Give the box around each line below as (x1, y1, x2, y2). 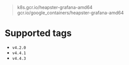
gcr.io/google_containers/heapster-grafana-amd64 (17, 10, 124, 16)
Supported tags (5, 27, 72, 39)
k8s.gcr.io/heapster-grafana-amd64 (17, 5, 93, 10)
